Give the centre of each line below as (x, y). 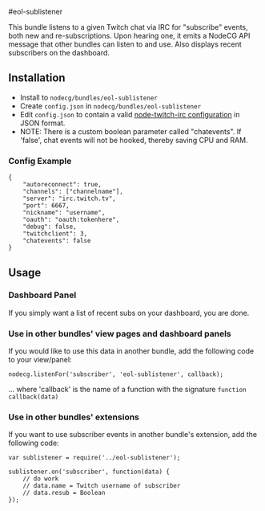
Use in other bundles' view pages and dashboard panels (120, 333)
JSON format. (42, 123)
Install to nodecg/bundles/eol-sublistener (88, 97)
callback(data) (34, 397)
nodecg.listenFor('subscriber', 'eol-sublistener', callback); (116, 374)
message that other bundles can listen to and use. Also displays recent (125, 44)
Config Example (40, 161)
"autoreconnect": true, (62, 185)
